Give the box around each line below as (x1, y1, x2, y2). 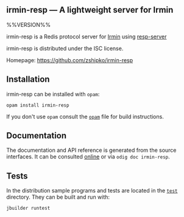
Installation (6, 74, 50, 85)
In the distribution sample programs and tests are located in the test (6, 187, 178, 194)
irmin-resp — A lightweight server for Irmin (6, 5, 174, 15)
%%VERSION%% (6, 21, 51, 28)
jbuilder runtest (6, 205, 51, 212)
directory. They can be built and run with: (6, 193, 110, 201)
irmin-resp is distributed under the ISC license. (6, 44, 124, 52)
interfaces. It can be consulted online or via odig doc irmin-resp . (6, 153, 171, 160)
